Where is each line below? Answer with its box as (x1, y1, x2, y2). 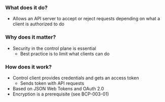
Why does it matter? (5, 33, 56, 41)
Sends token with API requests (20, 80, 85, 86)
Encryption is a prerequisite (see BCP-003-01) (12, 91, 109, 97)
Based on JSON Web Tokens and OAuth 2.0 (12, 85, 104, 91)
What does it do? (5, 4, 48, 11)
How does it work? (5, 63, 52, 70)
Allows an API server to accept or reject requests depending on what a (12, 16, 160, 22)
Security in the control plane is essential (12, 45, 96, 51)
